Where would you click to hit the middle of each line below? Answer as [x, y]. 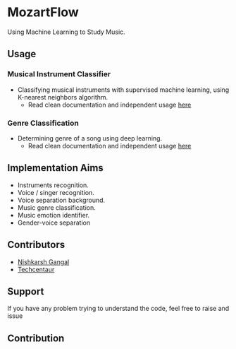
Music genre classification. [57, 207]
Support [26, 291]
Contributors [36, 245]
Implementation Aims [55, 168]
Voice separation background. [61, 200]
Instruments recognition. [53, 185]
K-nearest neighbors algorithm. [63, 97]
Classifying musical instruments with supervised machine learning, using [123, 90]
